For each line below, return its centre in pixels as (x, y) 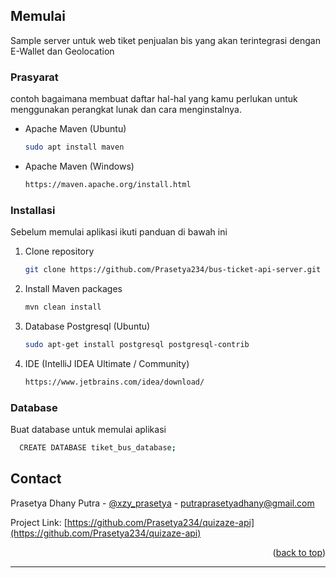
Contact (36, 479)
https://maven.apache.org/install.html (108, 184)
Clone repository (59, 251)
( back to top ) (299, 552)
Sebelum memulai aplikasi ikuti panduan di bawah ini (119, 232)
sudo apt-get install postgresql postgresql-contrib (137, 344)
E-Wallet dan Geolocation (62, 51)
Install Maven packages (73, 289)
